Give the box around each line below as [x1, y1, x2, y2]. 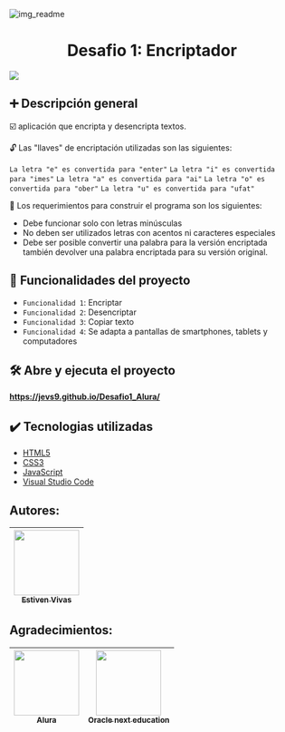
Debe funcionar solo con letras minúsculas [22, 218, 183, 229]
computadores [22, 336, 78, 346]
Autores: [9, 503, 61, 518]
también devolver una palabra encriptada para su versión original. [22, 246, 269, 258]
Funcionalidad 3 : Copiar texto [22, 316, 134, 327]
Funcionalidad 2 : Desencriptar [22, 307, 138, 317]
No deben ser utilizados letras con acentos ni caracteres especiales [22, 227, 276, 238]
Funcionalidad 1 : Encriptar [22, 297, 122, 307]
